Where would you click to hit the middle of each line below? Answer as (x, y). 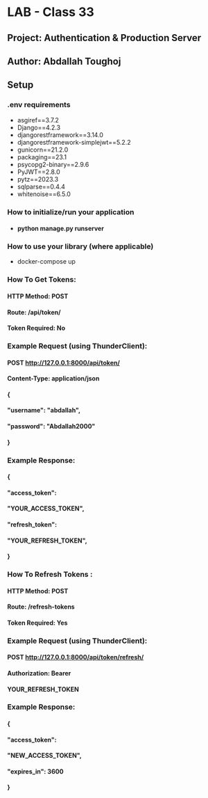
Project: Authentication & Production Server (104, 38)
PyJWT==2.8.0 (38, 172)
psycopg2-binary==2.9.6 (53, 164)
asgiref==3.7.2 (38, 120)
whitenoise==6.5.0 (44, 194)
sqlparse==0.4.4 (41, 186)
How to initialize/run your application (71, 212)
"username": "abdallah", (44, 410)
